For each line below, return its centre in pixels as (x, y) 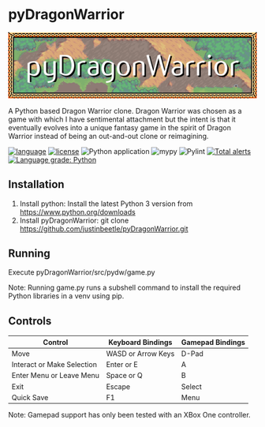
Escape (118, 386)
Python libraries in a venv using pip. (66, 296)
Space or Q (125, 376)
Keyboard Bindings (140, 342)
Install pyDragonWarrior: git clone (74, 220)
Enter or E (122, 365)
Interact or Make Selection (54, 365)
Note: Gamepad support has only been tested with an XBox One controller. (129, 415)
